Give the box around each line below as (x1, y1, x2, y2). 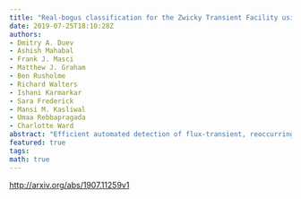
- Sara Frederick (9, 96, 74, 106)
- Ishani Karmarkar (9, 88, 82, 97)
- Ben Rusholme (9, 72, 66, 81)
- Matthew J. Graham (9, 64, 87, 73)
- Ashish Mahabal (9, 47, 74, 56)
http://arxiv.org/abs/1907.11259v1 (9, 179, 130, 190)
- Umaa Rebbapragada (9, 113, 87, 122)
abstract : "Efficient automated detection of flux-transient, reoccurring (9, 130, 295, 139)
